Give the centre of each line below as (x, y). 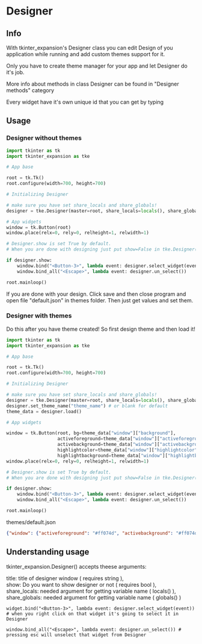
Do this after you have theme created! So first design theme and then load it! (101, 329)
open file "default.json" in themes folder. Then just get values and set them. (100, 300)
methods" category (30, 90)
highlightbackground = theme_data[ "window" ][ (113, 455)
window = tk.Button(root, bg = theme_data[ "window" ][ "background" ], (91, 433)
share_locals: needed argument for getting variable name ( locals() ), (91, 591)
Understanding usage (48, 552)
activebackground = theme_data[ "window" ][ (109, 445)
